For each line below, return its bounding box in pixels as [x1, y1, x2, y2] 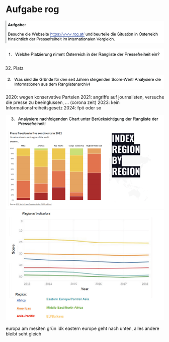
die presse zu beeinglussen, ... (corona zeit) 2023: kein [6, 99, 120, 105]
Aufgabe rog [6, 4, 59, 15]
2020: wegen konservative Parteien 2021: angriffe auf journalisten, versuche [6, 94, 164, 100]
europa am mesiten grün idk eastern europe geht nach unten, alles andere [6, 325, 160, 331]
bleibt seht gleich [6, 330, 42, 336]
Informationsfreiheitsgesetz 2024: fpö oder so [6, 104, 102, 110]
